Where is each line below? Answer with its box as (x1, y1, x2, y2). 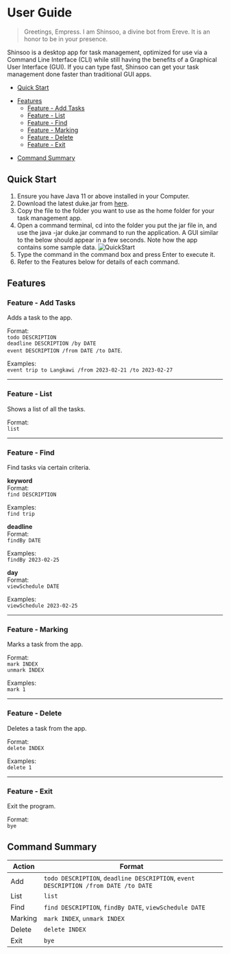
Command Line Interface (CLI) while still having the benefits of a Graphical (7, 55, 218, 63)
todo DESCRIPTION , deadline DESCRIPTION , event (43, 873, 195, 883)
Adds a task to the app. (7, 314, 73, 322)
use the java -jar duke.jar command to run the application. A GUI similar (16, 228, 219, 236)
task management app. (16, 214, 82, 222)
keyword (7, 477, 33, 485)
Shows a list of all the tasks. (7, 405, 86, 413)
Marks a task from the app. (7, 640, 84, 648)
